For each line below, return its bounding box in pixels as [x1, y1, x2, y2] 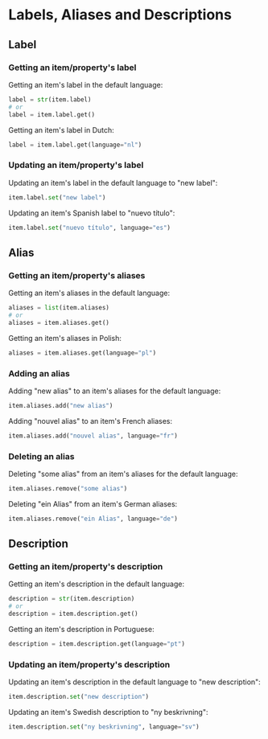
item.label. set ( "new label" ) [8, 193, 106, 202]
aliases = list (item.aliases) [8, 304, 110, 312]
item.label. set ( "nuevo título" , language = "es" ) [8, 224, 171, 232]
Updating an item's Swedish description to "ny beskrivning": [8, 708, 208, 717]
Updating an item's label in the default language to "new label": [8, 178, 218, 187]
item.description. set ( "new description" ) [8, 693, 150, 701]
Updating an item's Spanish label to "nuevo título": [8, 207, 175, 218]
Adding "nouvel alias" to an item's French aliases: [8, 416, 173, 425]
